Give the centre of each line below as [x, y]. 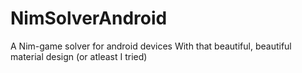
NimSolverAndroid [89, 18]
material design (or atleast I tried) [79, 56]
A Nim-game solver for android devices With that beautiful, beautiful [151, 46]
